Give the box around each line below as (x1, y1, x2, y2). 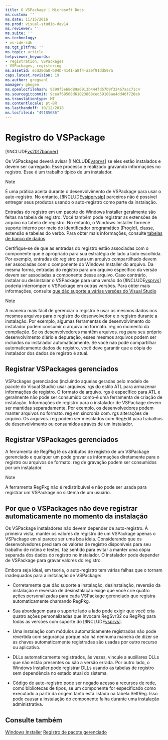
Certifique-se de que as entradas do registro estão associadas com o (5, 245, 149, 251)
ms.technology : (5, 36, 37, 41)
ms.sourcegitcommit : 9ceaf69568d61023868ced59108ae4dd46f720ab (5, 91, 140, 97)
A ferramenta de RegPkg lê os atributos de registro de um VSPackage (5, 448, 149, 455)
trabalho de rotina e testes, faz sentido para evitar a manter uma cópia (5, 546, 150, 553)
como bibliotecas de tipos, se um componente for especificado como (12, 685, 156, 691)
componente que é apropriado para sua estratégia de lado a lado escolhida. (5, 250, 162, 256)
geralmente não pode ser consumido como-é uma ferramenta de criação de (5, 394, 163, 400)
